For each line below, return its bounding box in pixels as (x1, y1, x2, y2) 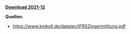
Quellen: (5, 14, 24, 19)
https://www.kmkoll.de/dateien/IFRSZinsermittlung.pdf (12, 23, 126, 29)
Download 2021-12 (5, 4, 45, 10)
